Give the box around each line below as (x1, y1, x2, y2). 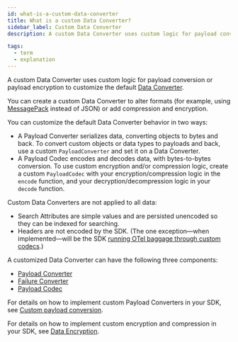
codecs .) (17, 241, 44, 250)
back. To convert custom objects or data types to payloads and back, (17, 139, 221, 147)
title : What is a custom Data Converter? (7, 17, 132, 24)
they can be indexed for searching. (17, 219, 120, 227)
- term (13, 50, 33, 57)
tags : (7, 43, 23, 50)
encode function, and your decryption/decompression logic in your (17, 176, 211, 185)
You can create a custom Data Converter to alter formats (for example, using (7, 96, 231, 105)
